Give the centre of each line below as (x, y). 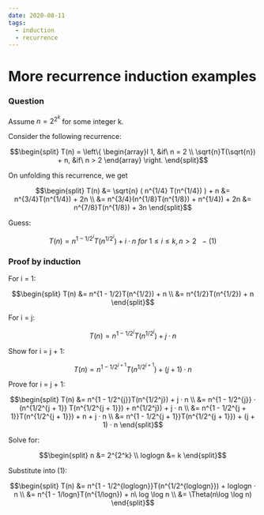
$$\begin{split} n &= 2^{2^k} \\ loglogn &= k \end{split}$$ (133, 456)
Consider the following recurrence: (65, 137)
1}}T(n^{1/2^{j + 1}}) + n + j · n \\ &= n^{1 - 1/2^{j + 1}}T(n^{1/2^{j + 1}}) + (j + (133, 416)
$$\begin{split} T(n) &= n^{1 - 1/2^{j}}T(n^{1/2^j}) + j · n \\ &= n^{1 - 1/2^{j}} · (133, 400)
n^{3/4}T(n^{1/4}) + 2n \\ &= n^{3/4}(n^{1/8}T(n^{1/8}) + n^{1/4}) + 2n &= (133, 199)
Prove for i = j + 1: (37, 385)
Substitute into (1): (38, 471)
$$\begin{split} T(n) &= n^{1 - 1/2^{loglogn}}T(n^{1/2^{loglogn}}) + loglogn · (133, 486)
